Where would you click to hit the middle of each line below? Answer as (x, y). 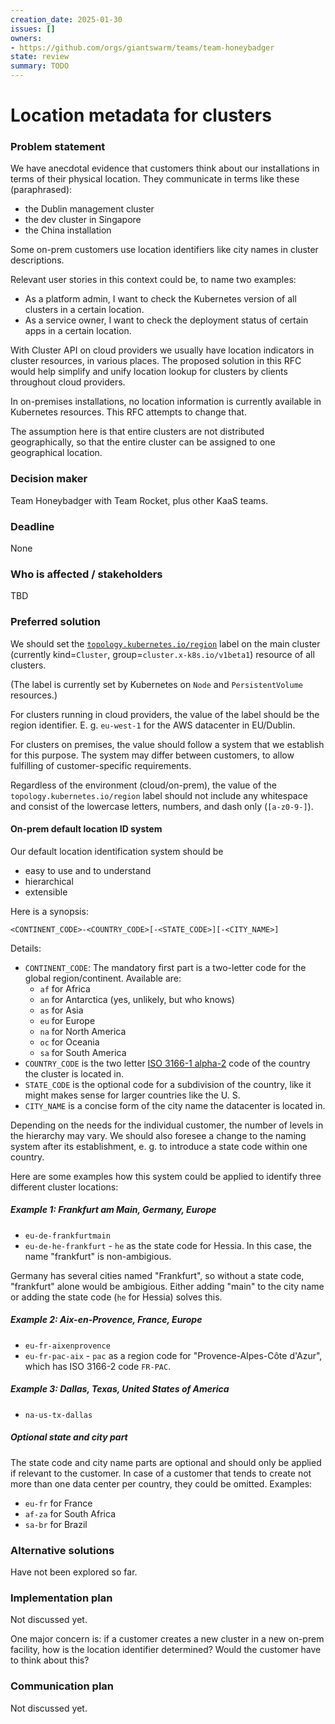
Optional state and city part (69, 1437)
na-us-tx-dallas (58, 1415)
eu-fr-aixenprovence (67, 1346)
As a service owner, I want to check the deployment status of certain (166, 320)
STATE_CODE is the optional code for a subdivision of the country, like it (168, 1084)
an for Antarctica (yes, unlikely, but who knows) (137, 999)
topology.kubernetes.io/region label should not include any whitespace (159, 795)
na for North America (83, 1031)
